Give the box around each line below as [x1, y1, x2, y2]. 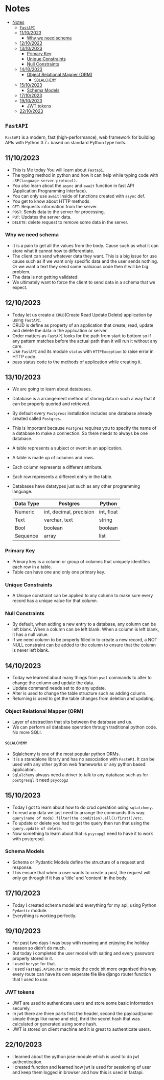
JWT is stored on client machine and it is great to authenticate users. [12, 1026, 151, 1032]
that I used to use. [12, 977, 49, 983]
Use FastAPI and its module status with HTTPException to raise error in [12, 348, 154, 354]
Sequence [14, 533, 38, 540]
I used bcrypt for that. [12, 961, 56, 967]
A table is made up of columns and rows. [12, 455, 95, 461]
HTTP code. [12, 353, 37, 359]
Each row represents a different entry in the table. [12, 474, 113, 480]
